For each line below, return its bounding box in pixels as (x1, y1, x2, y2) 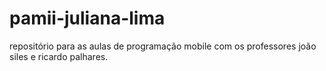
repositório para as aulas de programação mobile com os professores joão (9, 40, 317, 52)
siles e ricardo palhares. (9, 50, 109, 62)
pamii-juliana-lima (9, 7, 166, 30)
